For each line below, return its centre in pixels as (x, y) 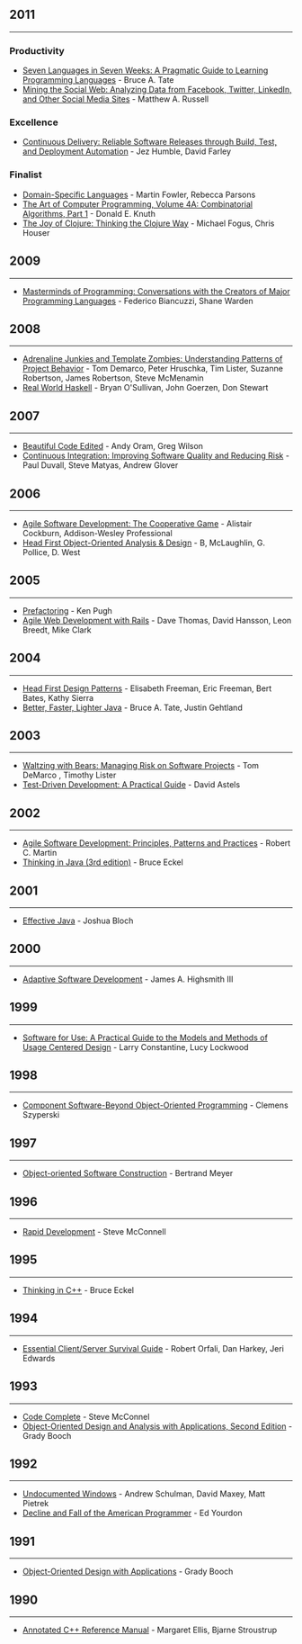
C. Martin (40, 853)
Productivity (37, 50)
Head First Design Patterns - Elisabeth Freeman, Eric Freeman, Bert (147, 688)
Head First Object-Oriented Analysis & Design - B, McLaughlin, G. (143, 543)
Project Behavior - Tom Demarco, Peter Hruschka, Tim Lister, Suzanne (152, 369)
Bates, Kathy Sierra (58, 697)
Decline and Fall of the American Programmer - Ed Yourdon (132, 1513)
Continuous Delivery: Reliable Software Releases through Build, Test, (149, 142)
